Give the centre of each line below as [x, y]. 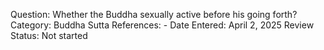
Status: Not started [49, 35]
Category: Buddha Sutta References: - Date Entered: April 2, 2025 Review [162, 25]
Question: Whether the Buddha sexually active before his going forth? [154, 14]
